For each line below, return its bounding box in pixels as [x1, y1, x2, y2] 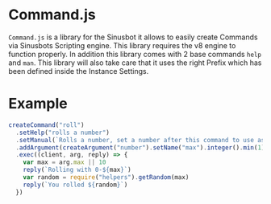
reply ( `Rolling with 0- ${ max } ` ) [23, 166, 131, 174]
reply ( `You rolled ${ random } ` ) [23, 181, 128, 189]
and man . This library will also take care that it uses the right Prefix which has [8, 58, 262, 67]
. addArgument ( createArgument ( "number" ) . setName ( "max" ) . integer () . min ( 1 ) [15, 143, 265, 152]
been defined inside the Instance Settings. [8, 66, 149, 75]
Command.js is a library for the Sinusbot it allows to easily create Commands [8, 32, 258, 42]
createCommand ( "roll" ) [8, 120, 85, 129]
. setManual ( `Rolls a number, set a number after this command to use [15, 136, 254, 144]
